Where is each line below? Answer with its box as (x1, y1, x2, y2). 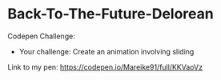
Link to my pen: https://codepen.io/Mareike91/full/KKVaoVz (7, 62, 203, 72)
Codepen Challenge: (7, 31, 75, 41)
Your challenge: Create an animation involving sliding (18, 46, 195, 56)
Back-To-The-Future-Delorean (7, 5, 214, 23)
